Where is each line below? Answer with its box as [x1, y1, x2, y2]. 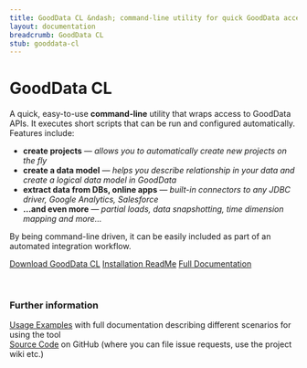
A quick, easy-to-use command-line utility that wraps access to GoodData [9, 109, 291, 120]
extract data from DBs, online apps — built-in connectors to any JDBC [22, 184, 291, 195]
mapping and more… [22, 214, 102, 225]
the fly [22, 155, 48, 166]
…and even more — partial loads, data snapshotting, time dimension [22, 204, 285, 215]
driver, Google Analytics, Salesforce [22, 194, 159, 205]
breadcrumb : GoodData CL [9, 30, 104, 39]
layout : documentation [9, 22, 96, 31]
